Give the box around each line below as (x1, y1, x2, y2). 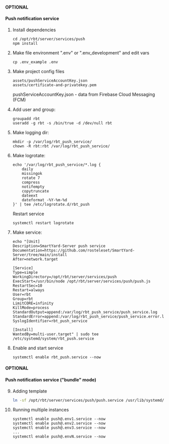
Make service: (12, 229, 42, 235)
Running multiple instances (12, 407, 69, 413)
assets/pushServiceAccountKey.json (12, 78, 88, 83)
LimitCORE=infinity (12, 300, 54, 306)
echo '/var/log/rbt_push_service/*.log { (12, 162, 101, 167)
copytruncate (22, 188, 49, 194)
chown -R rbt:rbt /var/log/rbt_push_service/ (12, 144, 110, 149)
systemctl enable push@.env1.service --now (12, 416, 106, 422)
